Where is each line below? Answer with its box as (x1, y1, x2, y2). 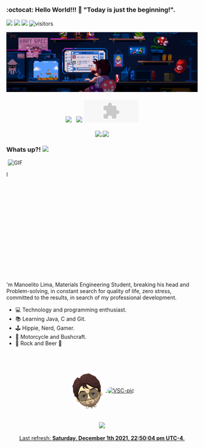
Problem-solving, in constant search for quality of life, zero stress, (6, 288, 172, 295)
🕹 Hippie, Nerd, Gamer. (15, 324, 75, 332)
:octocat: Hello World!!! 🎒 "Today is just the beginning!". (6, 5, 175, 14)
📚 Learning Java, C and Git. (15, 315, 86, 322)
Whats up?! (6, 145, 41, 154)
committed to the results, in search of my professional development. (6, 294, 177, 301)
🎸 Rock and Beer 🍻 (15, 340, 63, 347)
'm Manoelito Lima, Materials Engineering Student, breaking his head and (6, 281, 189, 288)
